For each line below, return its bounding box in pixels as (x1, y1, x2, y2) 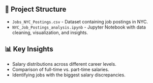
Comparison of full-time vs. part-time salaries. (12, 66, 109, 72)
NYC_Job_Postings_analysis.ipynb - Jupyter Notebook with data (12, 24, 146, 30)
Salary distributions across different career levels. (12, 61, 116, 67)
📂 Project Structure (5, 5, 67, 14)
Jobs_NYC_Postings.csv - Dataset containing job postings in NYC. (12, 18, 148, 24)
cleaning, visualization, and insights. (12, 29, 88, 36)
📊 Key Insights (5, 45, 54, 53)
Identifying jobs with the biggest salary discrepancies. (12, 72, 126, 78)
